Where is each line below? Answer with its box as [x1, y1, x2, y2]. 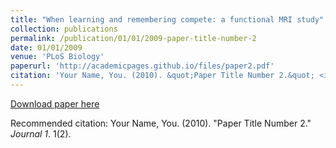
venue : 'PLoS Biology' [10, 52, 105, 62]
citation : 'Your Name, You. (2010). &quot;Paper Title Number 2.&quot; [10, 71, 315, 81]
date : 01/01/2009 [10, 42, 83, 53]
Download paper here [10, 97, 100, 110]
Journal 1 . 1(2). [10, 127, 72, 140]
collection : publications [10, 24, 118, 34]
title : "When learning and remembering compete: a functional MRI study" [10, 14, 325, 25]
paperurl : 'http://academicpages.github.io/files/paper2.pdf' [10, 61, 275, 71]
